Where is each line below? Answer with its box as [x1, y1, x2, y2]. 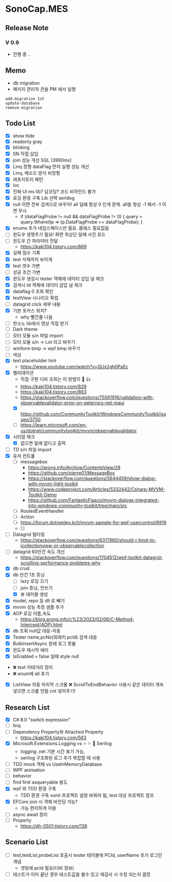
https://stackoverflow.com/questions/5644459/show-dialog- [28, 475, 157, 481]
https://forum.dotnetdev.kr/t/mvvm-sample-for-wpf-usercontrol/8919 [20, 519, 167, 526]
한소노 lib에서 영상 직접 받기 [12, 321, 69, 327]
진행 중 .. [12, 51, 31, 57]
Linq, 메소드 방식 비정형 [12, 170, 60, 176]
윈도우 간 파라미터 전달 [12, 238, 58, 244]
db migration [12, 80, 40, 86]
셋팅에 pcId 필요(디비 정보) [20, 865, 74, 871]
